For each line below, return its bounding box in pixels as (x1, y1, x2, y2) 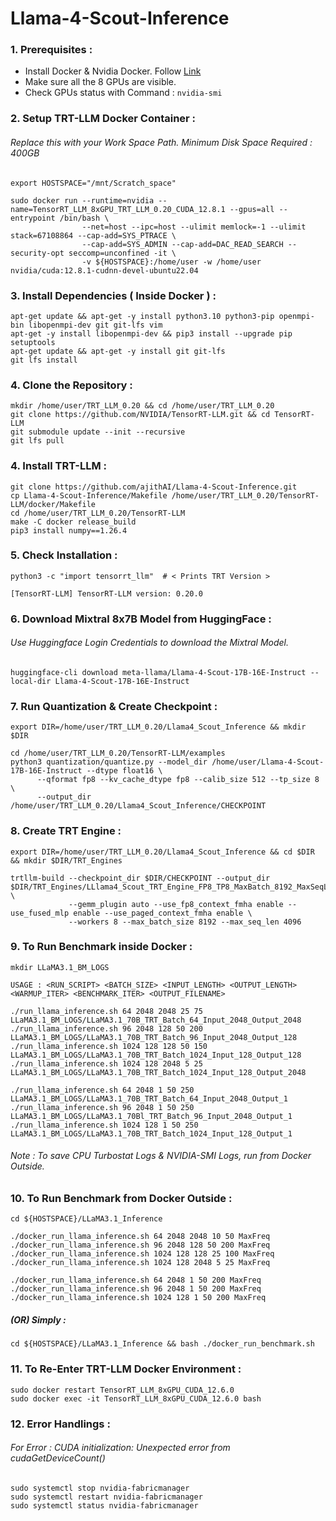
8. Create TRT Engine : (10, 824, 122, 838)
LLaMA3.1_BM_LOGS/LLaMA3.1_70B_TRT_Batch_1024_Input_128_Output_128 (10, 1050, 302, 1060)
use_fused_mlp (10, 908, 70, 918)
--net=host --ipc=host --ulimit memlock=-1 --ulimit (81, 222, 307, 232)
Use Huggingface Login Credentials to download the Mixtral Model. (10, 637, 290, 649)
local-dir (10, 676, 52, 686)
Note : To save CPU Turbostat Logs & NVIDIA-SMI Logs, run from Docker (10, 1150, 312, 1162)
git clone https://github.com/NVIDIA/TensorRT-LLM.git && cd (10, 410, 271, 420)
